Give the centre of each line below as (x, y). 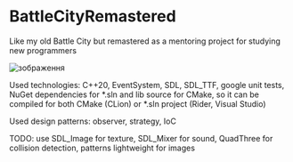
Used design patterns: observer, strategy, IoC (93, 121)
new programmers (43, 50)
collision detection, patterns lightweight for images (102, 148)
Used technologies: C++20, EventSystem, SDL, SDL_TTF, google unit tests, (147, 85)
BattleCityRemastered (93, 16)
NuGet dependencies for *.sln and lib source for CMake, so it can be (134, 94)
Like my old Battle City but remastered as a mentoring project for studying (145, 41)
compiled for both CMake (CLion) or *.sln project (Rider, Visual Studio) (138, 103)
